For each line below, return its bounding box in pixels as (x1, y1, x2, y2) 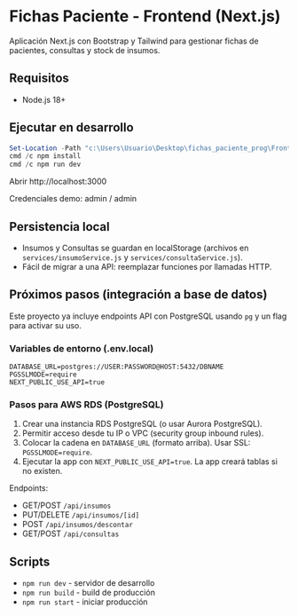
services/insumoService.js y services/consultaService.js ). (21, 252, 243, 263)
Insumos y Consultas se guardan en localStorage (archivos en (21, 242, 249, 253)
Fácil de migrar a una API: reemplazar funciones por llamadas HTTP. (21, 262, 272, 272)
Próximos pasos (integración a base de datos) (9, 287, 268, 303)
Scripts (9, 554, 51, 569)
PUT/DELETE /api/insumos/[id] (21, 509, 140, 520)
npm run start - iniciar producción (21, 596, 148, 607)
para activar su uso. (9, 320, 82, 330)
